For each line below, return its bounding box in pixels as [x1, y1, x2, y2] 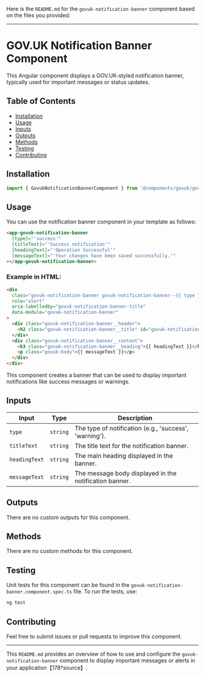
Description [118, 413, 153, 422]
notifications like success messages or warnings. [6, 378, 130, 385]
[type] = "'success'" [12, 236, 62, 242]
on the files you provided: [6, 12, 71, 19]
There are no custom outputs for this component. [6, 513, 130, 521]
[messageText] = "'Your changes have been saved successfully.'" [12, 253, 176, 259]
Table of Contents [6, 96, 76, 106]
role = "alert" [12, 298, 45, 304]
